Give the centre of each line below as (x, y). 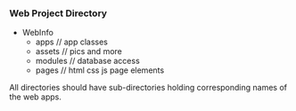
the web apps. (36, 97)
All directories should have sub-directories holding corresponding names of (148, 88)
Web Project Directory (58, 13)
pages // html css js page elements (100, 70)
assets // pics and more (78, 52)
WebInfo (37, 33)
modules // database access (87, 61)
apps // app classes (72, 42)
